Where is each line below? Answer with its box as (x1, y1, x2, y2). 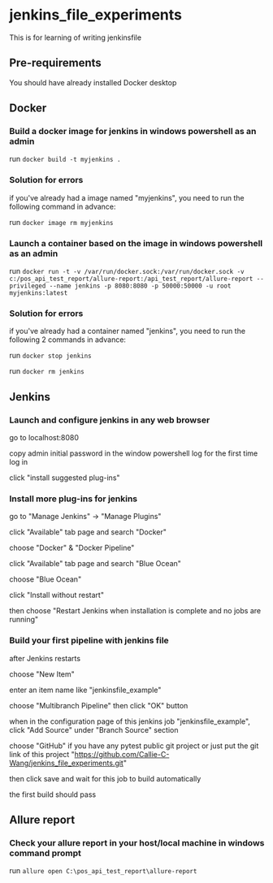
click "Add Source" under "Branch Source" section (9, 725, 179, 734)
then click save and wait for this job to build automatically (9, 773, 201, 783)
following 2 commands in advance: (9, 335, 127, 344)
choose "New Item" (9, 669, 76, 679)
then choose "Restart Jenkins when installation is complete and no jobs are (9, 606, 262, 616)
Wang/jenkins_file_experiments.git (9, 758, 124, 768)
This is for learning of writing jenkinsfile (9, 32, 141, 42)
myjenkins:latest (9, 289, 68, 297)
